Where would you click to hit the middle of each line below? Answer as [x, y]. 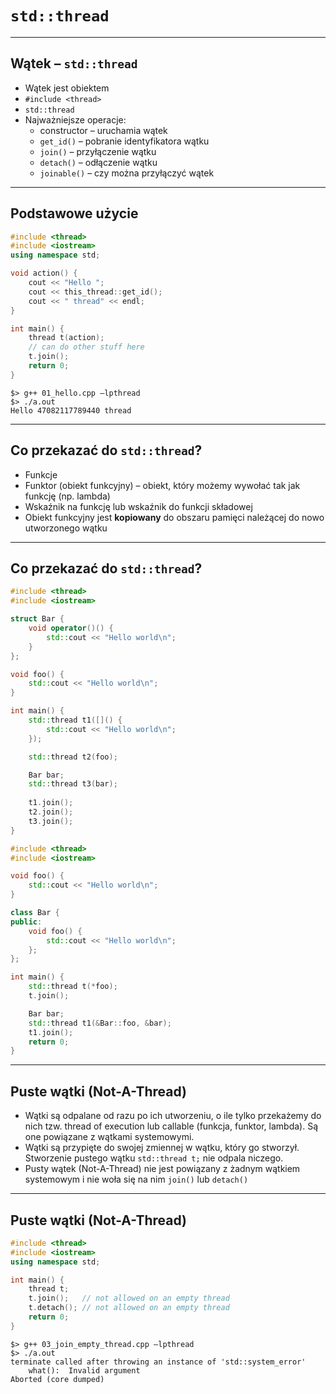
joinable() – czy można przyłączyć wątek [127, 173]
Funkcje [41, 474]
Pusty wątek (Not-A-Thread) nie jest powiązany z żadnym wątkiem [162, 1169]
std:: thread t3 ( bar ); [73, 784]
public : [26, 922]
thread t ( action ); [66, 338]
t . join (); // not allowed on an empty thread [129, 1298]
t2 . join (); [51, 812]
